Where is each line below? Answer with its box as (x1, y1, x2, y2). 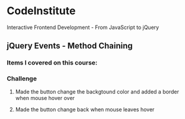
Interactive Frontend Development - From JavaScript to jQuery (7, 24, 160, 31)
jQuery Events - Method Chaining (7, 41, 133, 51)
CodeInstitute (7, 4, 76, 18)
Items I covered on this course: (7, 59, 98, 67)
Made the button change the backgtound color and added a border (15, 88, 180, 95)
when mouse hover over (15, 94, 75, 101)
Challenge (7, 75, 37, 83)
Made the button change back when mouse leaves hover (15, 105, 155, 113)
